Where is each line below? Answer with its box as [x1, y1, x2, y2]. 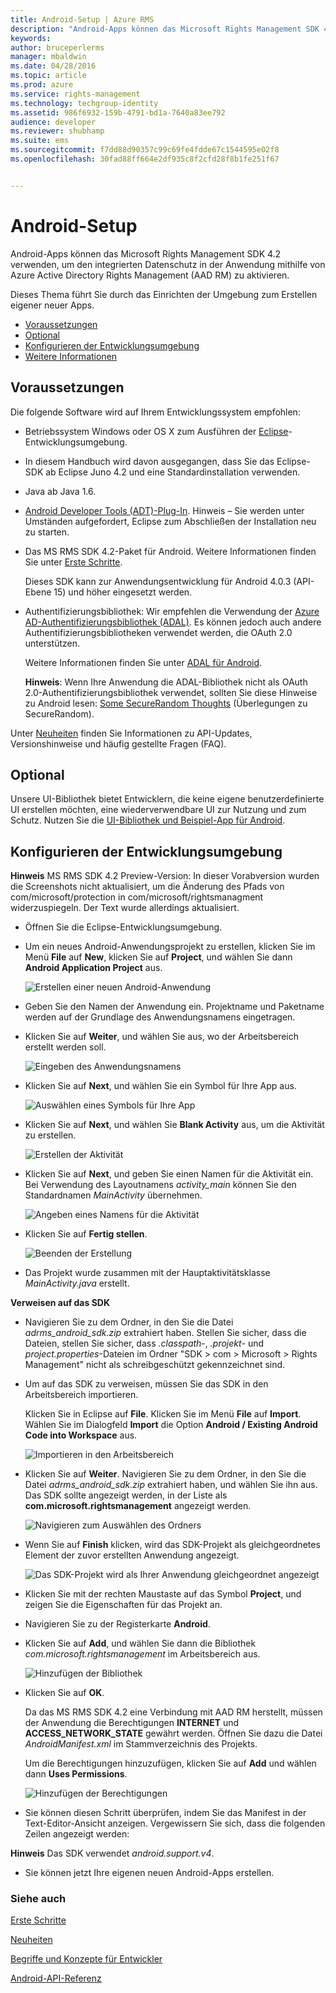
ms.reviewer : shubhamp [10, 126, 105, 136]
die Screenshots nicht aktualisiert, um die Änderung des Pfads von [10, 881, 285, 893]
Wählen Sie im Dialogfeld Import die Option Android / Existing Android [24, 1419, 318, 1431]
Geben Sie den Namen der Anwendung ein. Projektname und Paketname [24, 1001, 325, 1013]
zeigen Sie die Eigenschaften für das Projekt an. [24, 1599, 223, 1611]
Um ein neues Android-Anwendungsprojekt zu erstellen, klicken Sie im [24, 941, 316, 953]
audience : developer [10, 117, 97, 127]
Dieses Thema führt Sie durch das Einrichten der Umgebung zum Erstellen [10, 288, 318, 300]
